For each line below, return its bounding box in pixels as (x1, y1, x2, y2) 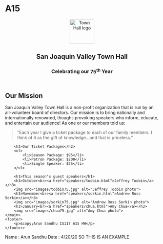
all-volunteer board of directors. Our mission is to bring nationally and (5, 110, 145, 115)
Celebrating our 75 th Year (51, 67, 113, 75)
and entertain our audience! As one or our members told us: (5, 120, 125, 126)
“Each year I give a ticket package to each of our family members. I (17, 130, 152, 135)
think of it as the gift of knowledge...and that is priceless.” (17, 135, 133, 141)
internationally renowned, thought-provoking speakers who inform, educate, (5, 115, 159, 121)
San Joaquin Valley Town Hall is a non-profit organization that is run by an (5, 105, 154, 111)
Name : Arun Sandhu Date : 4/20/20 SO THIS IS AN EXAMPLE (5, 234, 129, 240)
